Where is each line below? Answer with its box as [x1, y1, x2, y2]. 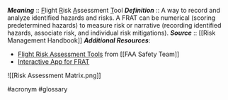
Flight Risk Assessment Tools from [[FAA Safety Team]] [17, 50, 180, 58]
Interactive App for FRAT [17, 57, 90, 66]
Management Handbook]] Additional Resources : [7, 36, 151, 45]
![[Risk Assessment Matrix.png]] [7, 71, 101, 79]
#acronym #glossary [7, 85, 68, 93]
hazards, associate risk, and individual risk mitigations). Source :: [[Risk [7, 28, 216, 37]
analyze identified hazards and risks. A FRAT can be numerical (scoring [7, 13, 216, 22]
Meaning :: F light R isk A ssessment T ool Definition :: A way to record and [7, 6, 221, 14]
